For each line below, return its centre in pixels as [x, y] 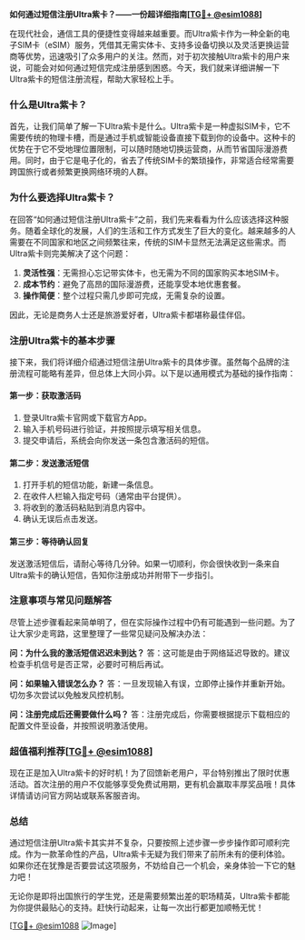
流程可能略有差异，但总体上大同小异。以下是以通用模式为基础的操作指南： [156, 373]
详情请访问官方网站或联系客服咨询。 [77, 795]
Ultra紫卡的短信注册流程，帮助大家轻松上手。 [94, 79]
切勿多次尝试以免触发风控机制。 [69, 695]
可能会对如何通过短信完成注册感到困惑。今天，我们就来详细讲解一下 [152, 68]
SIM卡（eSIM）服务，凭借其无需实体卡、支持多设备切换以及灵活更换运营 [153, 45]
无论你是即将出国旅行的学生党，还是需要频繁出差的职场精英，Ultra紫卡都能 [150, 896]
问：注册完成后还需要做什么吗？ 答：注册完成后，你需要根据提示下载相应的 [150, 714]
